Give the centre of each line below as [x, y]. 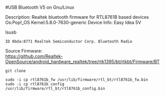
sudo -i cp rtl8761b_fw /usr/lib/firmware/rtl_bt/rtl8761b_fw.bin [77, 80]
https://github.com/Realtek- [34, 56]
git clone [16, 71]
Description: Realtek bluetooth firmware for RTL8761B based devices [77, 17]
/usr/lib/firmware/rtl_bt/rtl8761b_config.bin [55, 88]
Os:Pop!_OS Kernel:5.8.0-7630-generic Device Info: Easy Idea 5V [73, 22]
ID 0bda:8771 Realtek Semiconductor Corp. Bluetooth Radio [69, 41]
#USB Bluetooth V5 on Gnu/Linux [40, 7]
